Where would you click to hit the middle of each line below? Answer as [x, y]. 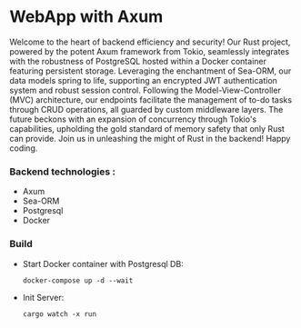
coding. [24, 148]
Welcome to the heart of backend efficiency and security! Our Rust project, [150, 42]
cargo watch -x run [60, 314]
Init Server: [43, 297]
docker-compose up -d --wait [78, 280]
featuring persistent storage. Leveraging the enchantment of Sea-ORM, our [150, 71]
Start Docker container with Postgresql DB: [103, 263]
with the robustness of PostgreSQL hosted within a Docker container [138, 61]
